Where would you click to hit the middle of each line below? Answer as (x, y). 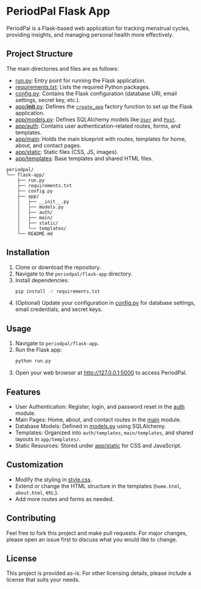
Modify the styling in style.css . (54, 479)
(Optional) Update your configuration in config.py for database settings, (105, 303)
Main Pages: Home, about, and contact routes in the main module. (98, 419)
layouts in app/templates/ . (48, 439)
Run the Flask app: (38, 350)
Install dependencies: (42, 280)
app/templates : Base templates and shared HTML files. (84, 158)
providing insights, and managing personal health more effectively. (90, 34)
